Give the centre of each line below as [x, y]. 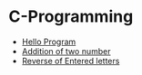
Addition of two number [66, 51]
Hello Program [49, 42]
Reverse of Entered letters [71, 61]
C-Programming [71, 17]
